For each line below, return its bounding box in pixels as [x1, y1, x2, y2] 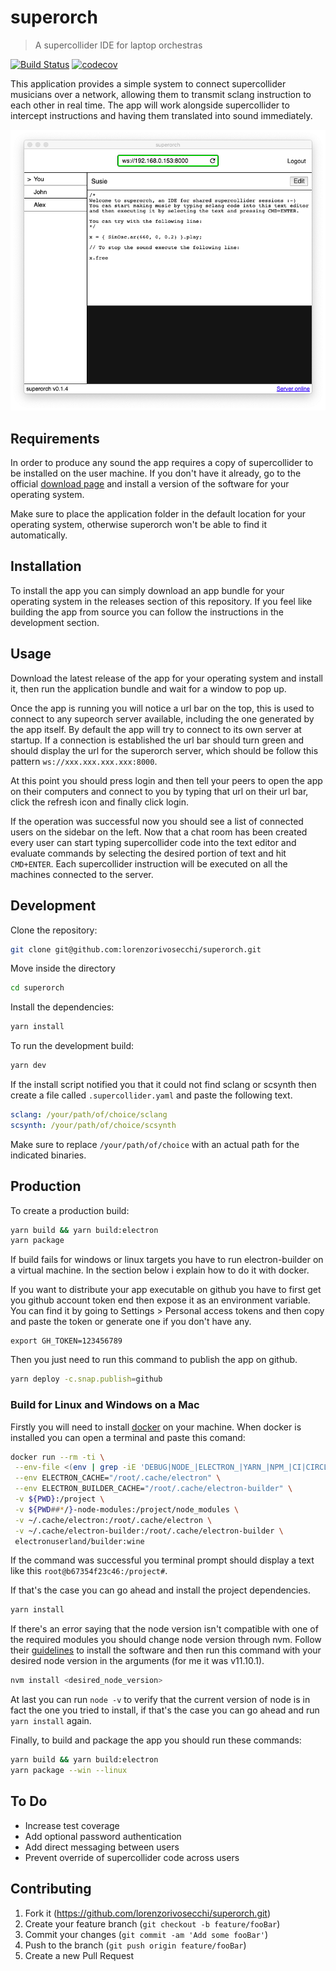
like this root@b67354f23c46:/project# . [10, 1565, 168, 1577]
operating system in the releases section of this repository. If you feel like [10, 595, 313, 607]
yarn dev [10, 1061, 47, 1071]
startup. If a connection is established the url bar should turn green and [10, 734, 305, 746]
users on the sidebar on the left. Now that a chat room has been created [10, 826, 308, 838]
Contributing [10, 1881, 92, 1898]
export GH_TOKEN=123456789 [10, 1336, 123, 1346]
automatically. [10, 529, 68, 541]
